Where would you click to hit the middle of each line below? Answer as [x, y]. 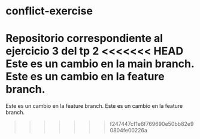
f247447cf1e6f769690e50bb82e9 [152, 124]
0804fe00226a [129, 131]
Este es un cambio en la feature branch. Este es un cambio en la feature [94, 106]
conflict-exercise [49, 11]
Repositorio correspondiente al [84, 39]
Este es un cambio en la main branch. [100, 64]
